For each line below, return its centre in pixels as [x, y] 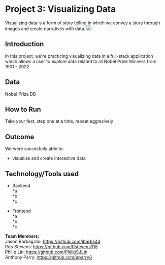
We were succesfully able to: [34, 149]
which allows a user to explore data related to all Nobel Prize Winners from [81, 61]
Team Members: [22, 236]
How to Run [23, 109]
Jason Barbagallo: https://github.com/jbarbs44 [53, 241]
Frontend [21, 211]
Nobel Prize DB [20, 94]
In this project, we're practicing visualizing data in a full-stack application [79, 56]
